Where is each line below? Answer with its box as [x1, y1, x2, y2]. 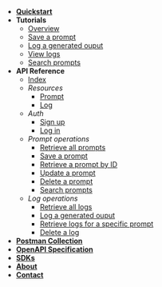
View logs [27, 50, 61, 58]
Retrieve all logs [39, 202, 93, 211]
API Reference [15, 66, 65, 75]
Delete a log [39, 228, 80, 237]
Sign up [39, 118, 65, 126]
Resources [27, 83, 64, 93]
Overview [27, 24, 60, 33]
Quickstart [15, 7, 53, 16]
